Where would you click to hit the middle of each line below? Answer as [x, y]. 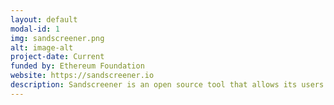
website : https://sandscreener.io [82, 76]
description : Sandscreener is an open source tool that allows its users [167, 85]
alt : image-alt [42, 47]
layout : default [44, 19]
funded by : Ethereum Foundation [77, 66]
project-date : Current [57, 57]
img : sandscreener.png [57, 38]
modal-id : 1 [35, 29]
